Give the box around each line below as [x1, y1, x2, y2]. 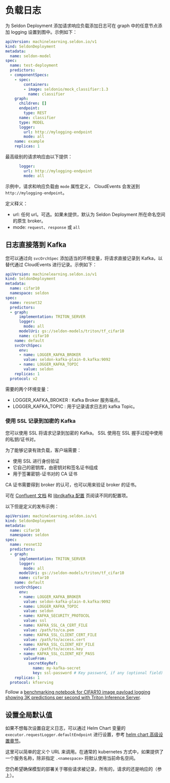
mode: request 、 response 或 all [12, 224, 80, 230]
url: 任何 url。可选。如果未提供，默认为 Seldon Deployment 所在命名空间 [12, 211, 166, 217]
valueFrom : [23, 656, 47, 661]
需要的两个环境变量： [5, 386, 50, 392]
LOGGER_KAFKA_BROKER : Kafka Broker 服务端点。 [12, 397, 123, 403]
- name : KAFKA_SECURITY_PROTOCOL [18, 613, 90, 618]
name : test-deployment [10, 63, 58, 68]
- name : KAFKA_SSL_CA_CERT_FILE [18, 623, 88, 628]
